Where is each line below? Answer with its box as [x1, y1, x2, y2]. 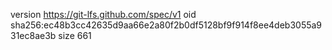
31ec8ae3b [10, 30, 57, 41]
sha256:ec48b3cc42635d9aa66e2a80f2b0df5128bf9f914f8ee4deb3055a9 [10, 19, 323, 31]
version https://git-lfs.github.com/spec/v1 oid [10, 9, 197, 20]
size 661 [58, 30, 92, 41]
